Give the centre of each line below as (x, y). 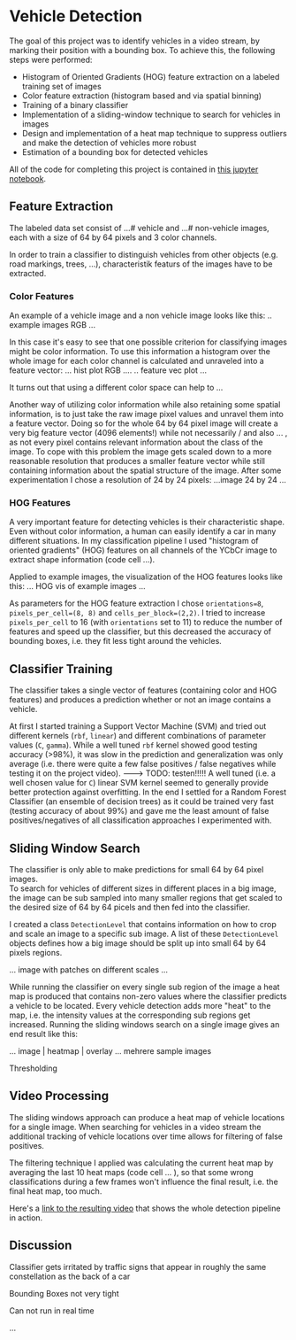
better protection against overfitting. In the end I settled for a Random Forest (148, 792)
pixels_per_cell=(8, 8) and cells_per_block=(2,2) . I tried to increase (137, 613)
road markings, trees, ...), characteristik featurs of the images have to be (141, 264)
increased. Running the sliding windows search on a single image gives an (144, 1024)
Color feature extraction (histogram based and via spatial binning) (142, 96)
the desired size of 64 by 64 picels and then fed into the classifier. (129, 907)
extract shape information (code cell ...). (82, 560)
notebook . (28, 178)
